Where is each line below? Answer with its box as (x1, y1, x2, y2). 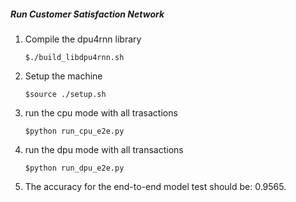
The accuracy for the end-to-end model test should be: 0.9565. (24, 180, 287, 192)
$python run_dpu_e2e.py (24, 163, 125, 173)
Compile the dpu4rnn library (24, 33, 142, 45)
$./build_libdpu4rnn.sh (24, 52, 125, 62)
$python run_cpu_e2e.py (24, 126, 125, 136)
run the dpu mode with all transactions (24, 143, 184, 155)
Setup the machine (24, 70, 103, 82)
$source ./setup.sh (24, 89, 107, 99)
